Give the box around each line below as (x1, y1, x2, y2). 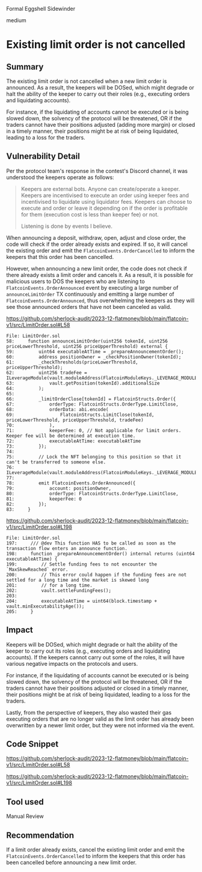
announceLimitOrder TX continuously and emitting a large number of (6, 290, 174, 297)
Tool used (6, 796, 44, 807)
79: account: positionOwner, (6, 485, 112, 492)
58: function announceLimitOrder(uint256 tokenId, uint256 (6, 338, 168, 344)
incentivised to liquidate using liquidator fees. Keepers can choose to (20, 198, 192, 205)
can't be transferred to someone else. (6, 459, 106, 465)
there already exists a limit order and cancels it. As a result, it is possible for (6, 271, 194, 278)
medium (6, 17, 26, 23)
